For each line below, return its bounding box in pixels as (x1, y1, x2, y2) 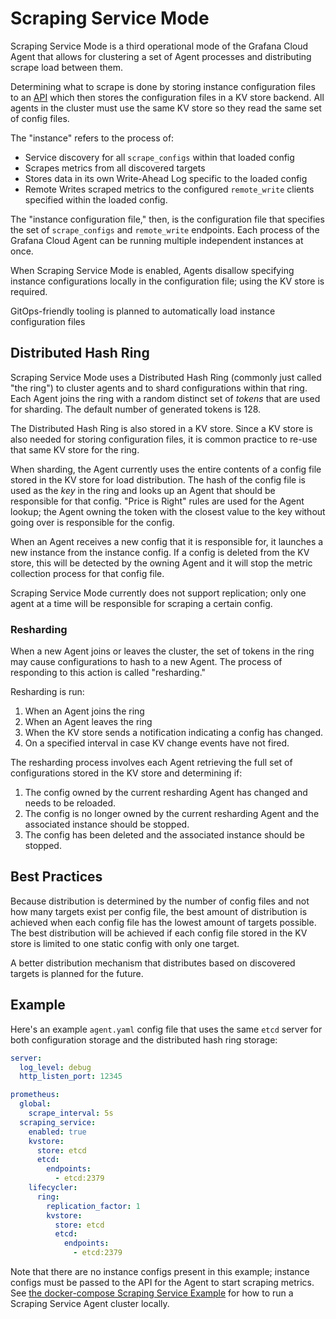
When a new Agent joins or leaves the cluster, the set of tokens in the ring (10, 645, 315, 657)
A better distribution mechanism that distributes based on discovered (10, 957, 296, 969)
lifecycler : (28, 1183, 78, 1193)
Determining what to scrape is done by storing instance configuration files (10, 80, 316, 92)
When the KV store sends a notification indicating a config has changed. (24, 727, 324, 739)
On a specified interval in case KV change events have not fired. (24, 737, 290, 749)
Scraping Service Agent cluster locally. (10, 1298, 170, 1310)
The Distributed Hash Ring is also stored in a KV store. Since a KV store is (10, 422, 313, 434)
